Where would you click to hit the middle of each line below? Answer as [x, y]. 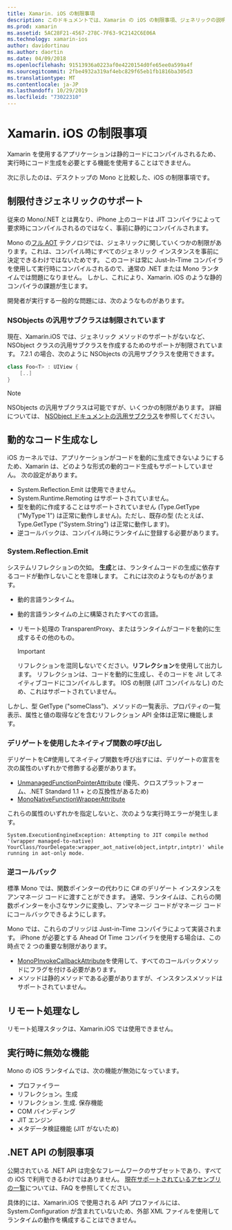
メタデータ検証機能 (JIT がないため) [68, 1129]
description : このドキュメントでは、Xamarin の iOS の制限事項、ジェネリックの [112, 20]
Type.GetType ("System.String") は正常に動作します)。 [95, 524]
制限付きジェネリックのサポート [75, 201]
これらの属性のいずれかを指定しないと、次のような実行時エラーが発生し [110, 814]
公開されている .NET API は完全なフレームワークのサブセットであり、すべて [115, 1171]
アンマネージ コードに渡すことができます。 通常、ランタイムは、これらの [111, 897]
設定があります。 [57, 475]
